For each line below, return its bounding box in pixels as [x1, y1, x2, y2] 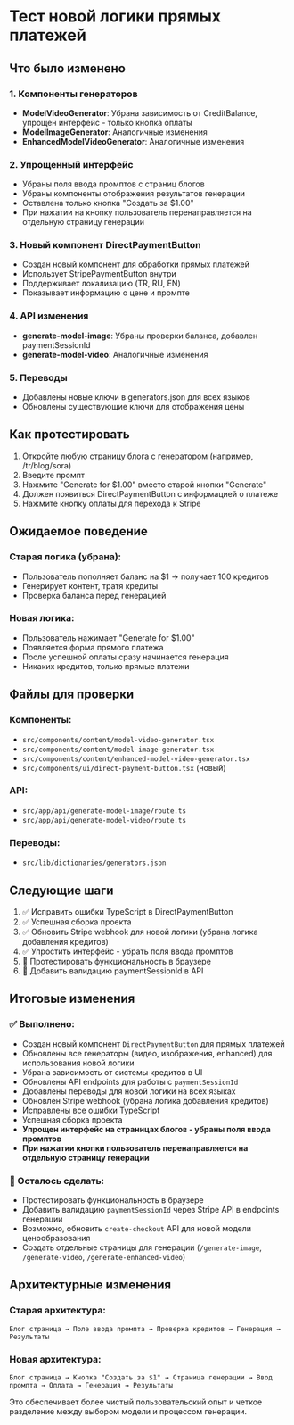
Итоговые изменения [9, 991, 135, 1007]
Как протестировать [9, 427, 131, 443]
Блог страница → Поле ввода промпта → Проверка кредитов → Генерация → [9, 1324, 281, 1333]
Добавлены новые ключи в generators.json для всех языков [21, 392, 251, 402]
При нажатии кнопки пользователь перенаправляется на [21, 1142, 249, 1153]
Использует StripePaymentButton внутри [21, 269, 176, 279]
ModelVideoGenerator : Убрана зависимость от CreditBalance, [21, 107, 258, 118]
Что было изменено [9, 61, 127, 76]
